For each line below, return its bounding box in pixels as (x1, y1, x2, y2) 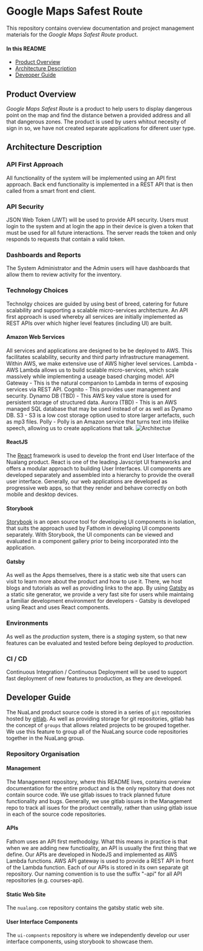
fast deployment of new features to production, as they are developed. (6, 674, 183, 682)
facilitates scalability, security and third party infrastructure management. (6, 353, 190, 360)
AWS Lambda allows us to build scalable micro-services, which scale (6, 366, 179, 374)
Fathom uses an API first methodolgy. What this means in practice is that (6, 838, 188, 845)
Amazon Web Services (6, 333, 65, 341)
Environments (6, 619, 48, 627)
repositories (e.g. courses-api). (6, 877, 84, 884)
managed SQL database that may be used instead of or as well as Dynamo (6, 405, 193, 412)
